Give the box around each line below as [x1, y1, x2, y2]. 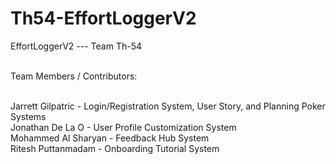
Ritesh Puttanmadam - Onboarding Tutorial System [10, 142, 220, 154]
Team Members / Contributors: [10, 70, 138, 82]
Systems [10, 110, 47, 122]
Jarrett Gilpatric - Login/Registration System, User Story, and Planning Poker [10, 100, 326, 112]
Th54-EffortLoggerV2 [10, 7, 197, 30]
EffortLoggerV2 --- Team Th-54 [10, 40, 142, 52]
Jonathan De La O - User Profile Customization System [10, 121, 237, 133]
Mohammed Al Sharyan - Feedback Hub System [10, 132, 210, 144]
